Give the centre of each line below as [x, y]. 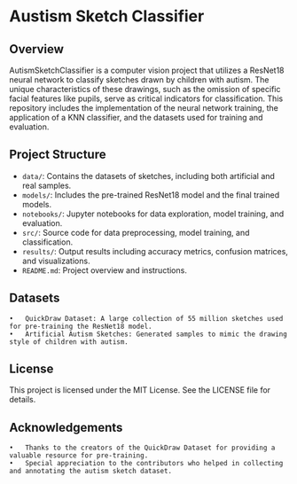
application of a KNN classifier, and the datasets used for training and [136, 117]
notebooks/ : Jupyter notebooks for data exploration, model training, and [153, 214]
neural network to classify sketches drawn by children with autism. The [139, 80]
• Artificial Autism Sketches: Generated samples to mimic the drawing [148, 334]
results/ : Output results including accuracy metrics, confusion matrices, [155, 251]
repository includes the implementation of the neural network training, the [144, 108]
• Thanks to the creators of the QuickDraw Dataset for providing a [142, 448]
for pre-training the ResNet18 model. [81, 326]
